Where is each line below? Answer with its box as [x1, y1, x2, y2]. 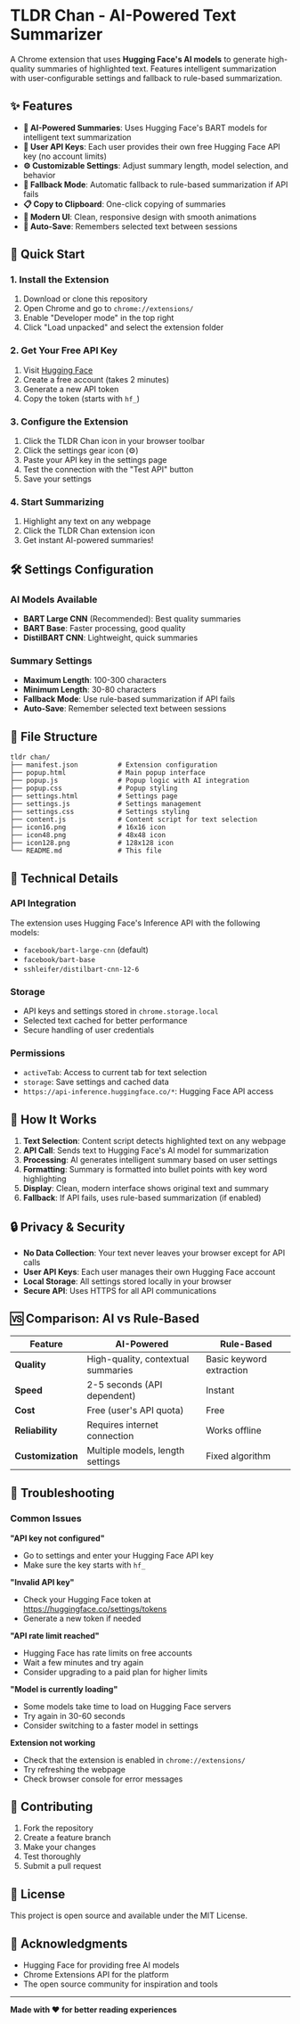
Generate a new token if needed [22, 1613, 142, 1624]
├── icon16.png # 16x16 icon [10, 823, 166, 832]
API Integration [10, 897, 77, 909]
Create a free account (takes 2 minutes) [22, 374, 170, 384]
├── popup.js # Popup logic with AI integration [10, 777, 250, 786]
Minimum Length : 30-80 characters [22, 684, 157, 695]
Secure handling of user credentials [22, 1024, 155, 1035]
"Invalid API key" [10, 1576, 75, 1587]
